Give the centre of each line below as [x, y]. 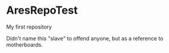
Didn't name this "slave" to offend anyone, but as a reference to [85, 38]
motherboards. [25, 45]
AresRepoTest [42, 10]
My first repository [29, 27]
